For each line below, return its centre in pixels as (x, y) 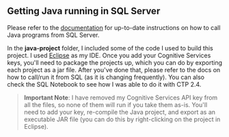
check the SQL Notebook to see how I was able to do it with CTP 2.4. (104, 84)
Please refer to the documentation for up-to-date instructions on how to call (114, 27)
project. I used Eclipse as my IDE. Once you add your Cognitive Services (109, 55)
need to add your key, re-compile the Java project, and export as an (120, 112)
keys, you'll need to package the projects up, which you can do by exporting (114, 62)
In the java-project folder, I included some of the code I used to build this (110, 48)
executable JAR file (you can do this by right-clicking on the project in (122, 119)
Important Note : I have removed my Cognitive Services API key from (121, 97)
